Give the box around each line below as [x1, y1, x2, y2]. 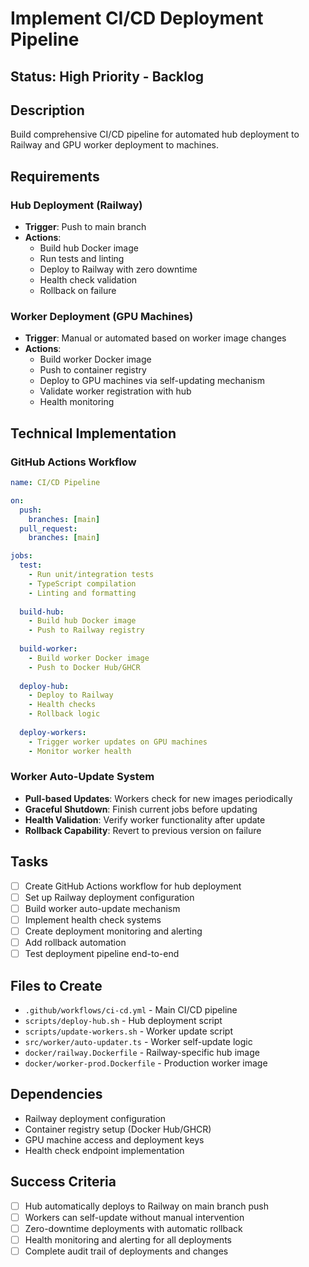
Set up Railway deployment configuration [24, 891, 195, 903]
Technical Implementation [10, 425, 177, 442]
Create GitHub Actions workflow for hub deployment [24, 880, 242, 892]
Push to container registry [39, 364, 147, 376]
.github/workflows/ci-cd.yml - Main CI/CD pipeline [24, 1003, 238, 1016]
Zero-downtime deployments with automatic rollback [24, 1222, 243, 1234]
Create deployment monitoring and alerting [24, 925, 203, 937]
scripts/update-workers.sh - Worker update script [24, 1025, 233, 1037]
